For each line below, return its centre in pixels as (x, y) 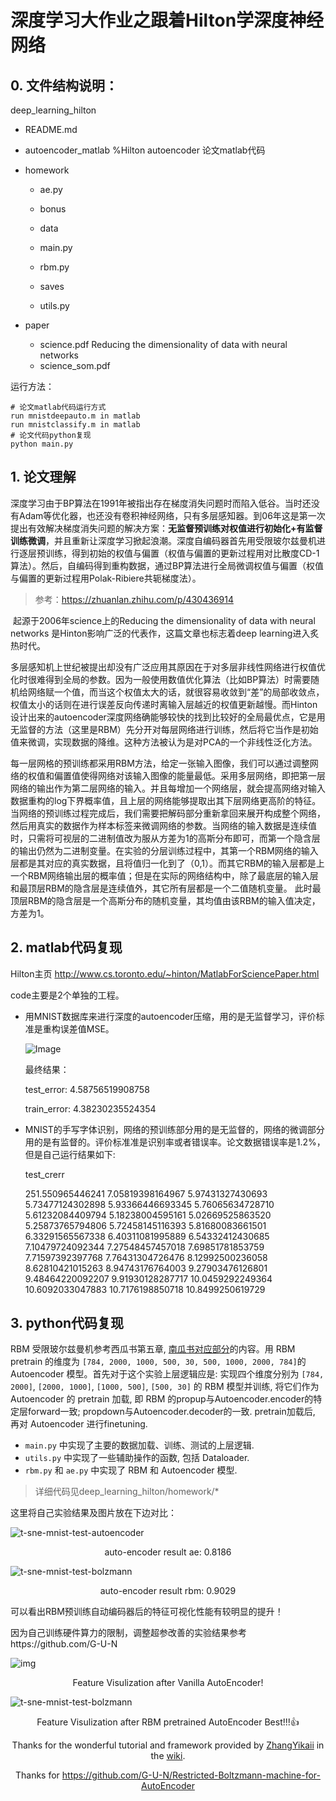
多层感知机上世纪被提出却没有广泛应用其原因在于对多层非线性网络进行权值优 (168, 667)
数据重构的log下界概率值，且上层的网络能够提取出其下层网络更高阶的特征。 (166, 800)
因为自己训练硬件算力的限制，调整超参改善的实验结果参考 (128, 1633)
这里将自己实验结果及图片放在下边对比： (93, 1513)
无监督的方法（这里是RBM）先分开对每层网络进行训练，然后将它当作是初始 (164, 729)
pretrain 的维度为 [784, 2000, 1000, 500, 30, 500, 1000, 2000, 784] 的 (158, 1362)
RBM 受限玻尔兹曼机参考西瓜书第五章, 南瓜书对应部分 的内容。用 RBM (153, 1349)
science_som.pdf (75, 365)
